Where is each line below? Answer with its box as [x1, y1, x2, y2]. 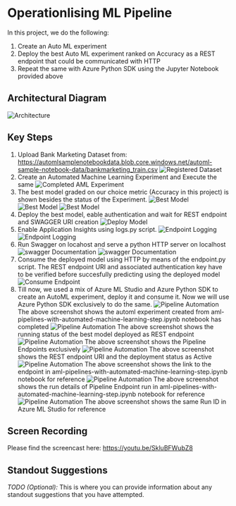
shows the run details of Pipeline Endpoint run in [17, 382, 159, 390]
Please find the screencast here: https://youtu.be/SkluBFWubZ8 [7, 444, 194, 452]
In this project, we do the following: [7, 28, 109, 37]
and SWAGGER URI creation [17, 217, 99, 226]
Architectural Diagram [7, 92, 107, 104]
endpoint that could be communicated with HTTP [17, 56, 161, 65]
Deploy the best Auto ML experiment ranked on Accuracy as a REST [17, 49, 216, 58]
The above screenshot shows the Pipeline [84, 337, 206, 346]
